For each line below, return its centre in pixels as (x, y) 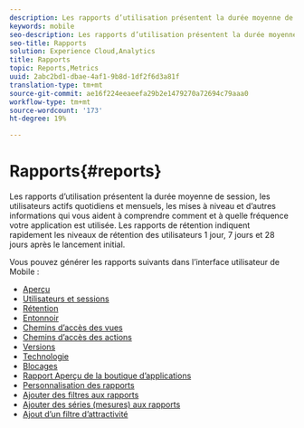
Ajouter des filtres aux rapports (81, 395)
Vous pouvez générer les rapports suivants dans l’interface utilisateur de (145, 262)
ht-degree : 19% (38, 119)
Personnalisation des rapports (78, 385)
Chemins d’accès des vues (73, 328)
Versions (39, 347)
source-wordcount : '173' (56, 110)
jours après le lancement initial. (67, 244)
